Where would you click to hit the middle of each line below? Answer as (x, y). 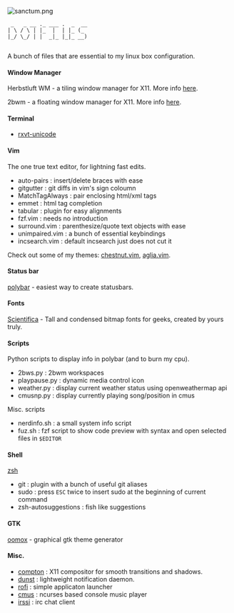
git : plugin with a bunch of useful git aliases (82, 485)
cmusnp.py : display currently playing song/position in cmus (106, 395)
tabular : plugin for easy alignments (70, 211)
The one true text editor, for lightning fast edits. (77, 166)
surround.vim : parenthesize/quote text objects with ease (102, 226)
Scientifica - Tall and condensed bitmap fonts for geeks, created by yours (116, 319)
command (32, 500)
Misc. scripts (26, 410)
